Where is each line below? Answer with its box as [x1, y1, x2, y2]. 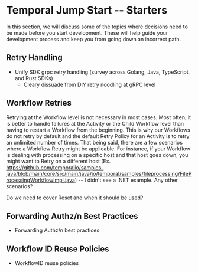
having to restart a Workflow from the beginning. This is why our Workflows [6, 126, 190, 133]
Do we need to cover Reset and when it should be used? [6, 194, 144, 201]
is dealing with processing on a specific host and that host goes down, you [6, 151, 189, 158]
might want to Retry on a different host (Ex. [6, 158, 111, 165]
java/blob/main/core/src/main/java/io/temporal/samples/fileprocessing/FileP [6, 170, 192, 177]
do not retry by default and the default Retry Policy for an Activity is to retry [6, 132, 190, 139]
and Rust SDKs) [14, 74, 53, 81]
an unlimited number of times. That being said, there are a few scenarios [6, 139, 183, 146]
